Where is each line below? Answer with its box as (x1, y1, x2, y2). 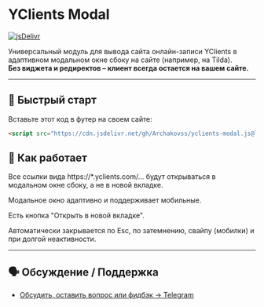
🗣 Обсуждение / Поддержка (8, 265, 159, 279)
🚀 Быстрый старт (8, 93, 97, 107)
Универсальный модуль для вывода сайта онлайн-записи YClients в (8, 46, 237, 56)
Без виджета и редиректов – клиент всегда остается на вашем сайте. (8, 63, 249, 72)
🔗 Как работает (8, 152, 88, 165)
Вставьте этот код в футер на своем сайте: (8, 114, 152, 123)
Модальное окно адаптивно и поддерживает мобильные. (8, 196, 202, 205)
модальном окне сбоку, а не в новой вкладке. (8, 181, 163, 190)
